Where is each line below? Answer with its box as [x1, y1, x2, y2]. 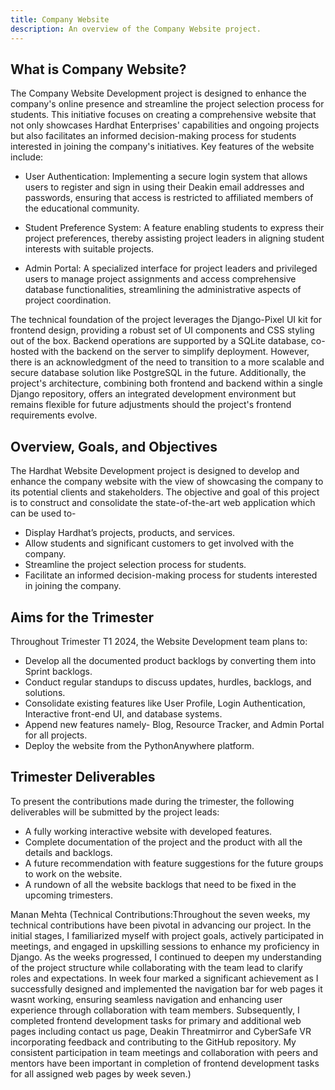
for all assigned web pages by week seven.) [10, 1067, 192, 1080]
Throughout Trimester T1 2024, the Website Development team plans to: [10, 635, 308, 647]
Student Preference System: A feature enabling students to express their [24, 222, 325, 234]
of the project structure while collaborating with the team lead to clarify [10, 961, 303, 973]
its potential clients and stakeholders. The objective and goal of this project [10, 486, 320, 498]
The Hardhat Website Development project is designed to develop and [10, 465, 300, 477]
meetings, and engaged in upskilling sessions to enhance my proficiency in [10, 940, 320, 952]
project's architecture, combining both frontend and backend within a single [10, 377, 323, 390]
